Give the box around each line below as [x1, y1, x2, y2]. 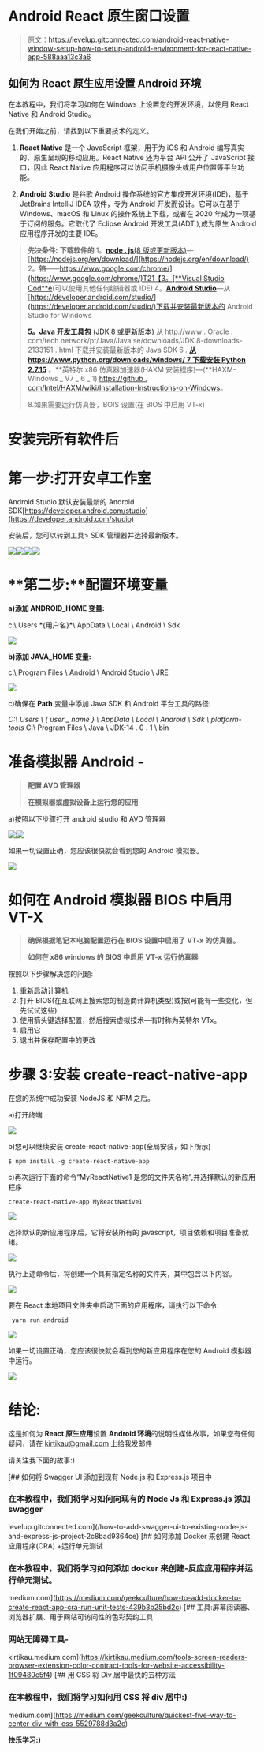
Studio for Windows [27, 310, 92, 320]
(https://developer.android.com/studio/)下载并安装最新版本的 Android [27, 301, 254, 311]
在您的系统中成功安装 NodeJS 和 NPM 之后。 [8, 1093, 155, 1102]
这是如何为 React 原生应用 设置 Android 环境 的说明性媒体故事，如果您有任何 [8, 1428, 255, 1438]
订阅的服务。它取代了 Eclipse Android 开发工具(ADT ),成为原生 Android [26, 219, 257, 228]
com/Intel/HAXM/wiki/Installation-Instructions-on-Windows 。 [27, 383, 227, 392]
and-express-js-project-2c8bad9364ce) [8, 1531, 139, 1540]
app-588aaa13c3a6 [27, 52, 91, 62]
